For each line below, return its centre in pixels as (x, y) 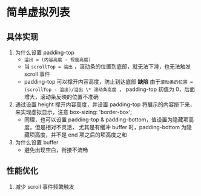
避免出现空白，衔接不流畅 (56, 150)
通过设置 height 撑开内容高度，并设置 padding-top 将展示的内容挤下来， (105, 104)
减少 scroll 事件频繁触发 (44, 186)
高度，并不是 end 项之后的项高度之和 (81, 135)
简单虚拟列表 (38, 12)
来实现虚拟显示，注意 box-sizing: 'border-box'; (73, 112)
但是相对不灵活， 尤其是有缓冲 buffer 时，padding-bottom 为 (111, 127)
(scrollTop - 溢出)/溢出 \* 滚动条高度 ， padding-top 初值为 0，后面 (110, 89)
